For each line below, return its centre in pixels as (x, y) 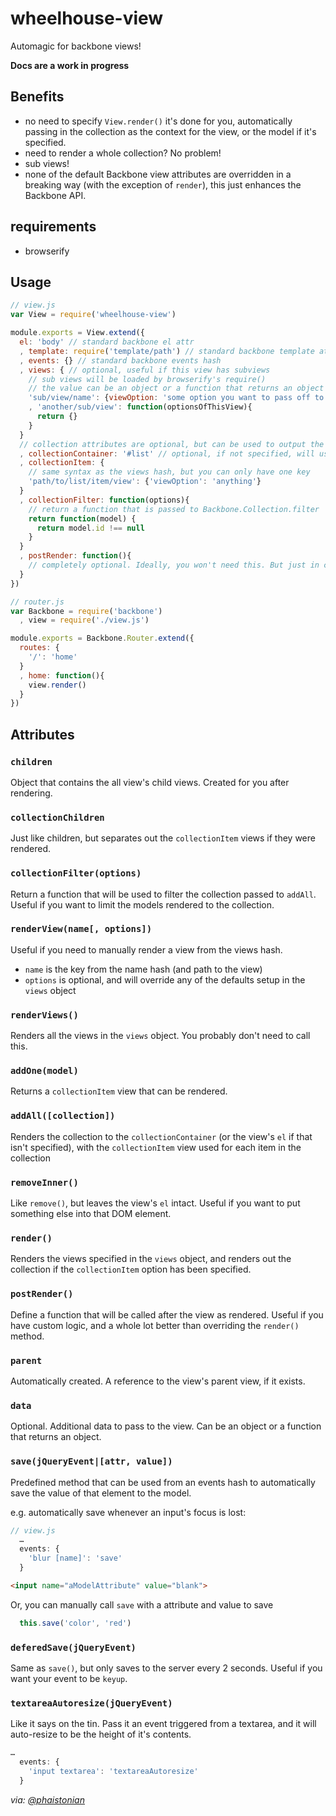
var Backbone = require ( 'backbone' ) (86, 611)
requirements (53, 227)
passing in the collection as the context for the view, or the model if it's (170, 131)
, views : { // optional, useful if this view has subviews (145, 370)
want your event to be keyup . (69, 1678)
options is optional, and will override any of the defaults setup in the (165, 979)
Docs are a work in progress (70, 65)
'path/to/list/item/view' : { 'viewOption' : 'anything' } (145, 482)
